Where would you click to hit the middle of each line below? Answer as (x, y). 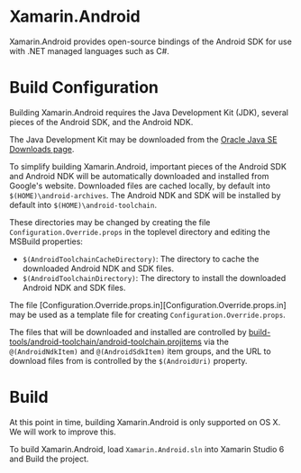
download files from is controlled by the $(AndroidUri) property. (128, 360)
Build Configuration (84, 88)
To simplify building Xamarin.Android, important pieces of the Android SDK (148, 166)
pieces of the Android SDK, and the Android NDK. (101, 122)
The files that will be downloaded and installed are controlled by (128, 332)
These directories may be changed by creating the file (110, 222)
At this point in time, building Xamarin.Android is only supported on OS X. (145, 422)
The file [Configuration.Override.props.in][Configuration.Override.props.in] (148, 305)
